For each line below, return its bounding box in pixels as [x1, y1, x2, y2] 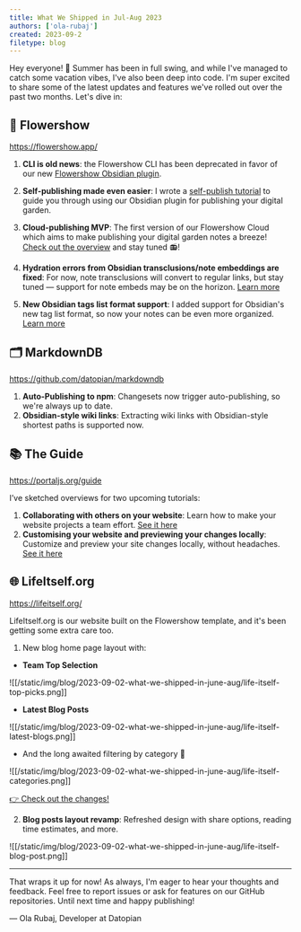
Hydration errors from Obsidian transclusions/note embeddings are [21, 262, 279, 274]
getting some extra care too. [9, 625, 115, 636]
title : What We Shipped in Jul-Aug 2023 [9, 13, 163, 22]
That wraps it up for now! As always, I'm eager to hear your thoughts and [9, 876, 279, 887]
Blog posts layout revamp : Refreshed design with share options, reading [21, 813, 292, 824]
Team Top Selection [21, 659, 99, 670]
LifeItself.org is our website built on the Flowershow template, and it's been [9, 615, 287, 626]
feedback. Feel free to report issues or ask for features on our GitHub [9, 885, 265, 896]
